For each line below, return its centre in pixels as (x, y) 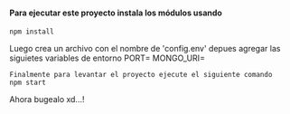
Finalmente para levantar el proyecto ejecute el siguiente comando (141, 75)
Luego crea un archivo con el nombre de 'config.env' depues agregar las (145, 49)
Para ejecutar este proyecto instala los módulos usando (116, 13)
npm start (28, 83)
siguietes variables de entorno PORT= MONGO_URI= (108, 58)
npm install (32, 32)
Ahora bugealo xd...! (47, 100)
